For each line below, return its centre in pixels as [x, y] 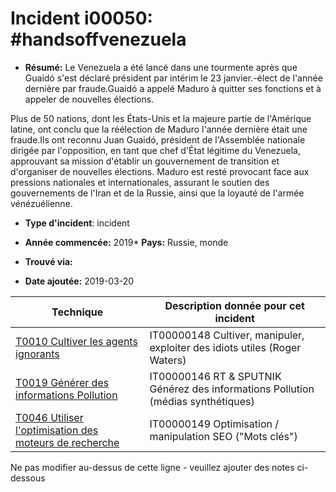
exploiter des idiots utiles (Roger [225, 347]
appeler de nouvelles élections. [89, 99]
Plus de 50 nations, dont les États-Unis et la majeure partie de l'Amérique [161, 118]
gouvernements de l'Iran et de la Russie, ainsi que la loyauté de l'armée [157, 193]
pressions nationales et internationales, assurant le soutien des [140, 182]
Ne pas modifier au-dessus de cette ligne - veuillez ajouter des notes [152, 467]
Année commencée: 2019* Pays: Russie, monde [126, 242]
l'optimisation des [57, 430]
